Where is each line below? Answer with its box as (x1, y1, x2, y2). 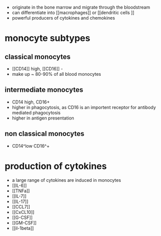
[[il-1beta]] (12, 225, 34, 231)
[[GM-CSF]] (12, 219, 37, 225)
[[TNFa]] (12, 188, 30, 194)
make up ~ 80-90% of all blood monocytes (12, 71, 101, 77)
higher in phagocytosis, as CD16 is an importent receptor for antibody (12, 104, 156, 110)
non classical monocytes (5, 130, 85, 138)
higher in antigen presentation (12, 115, 75, 121)
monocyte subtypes (5, 33, 91, 44)
